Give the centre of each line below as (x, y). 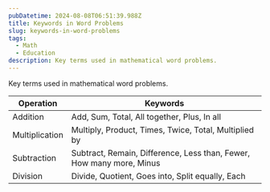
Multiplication (38, 135)
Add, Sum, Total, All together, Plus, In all (146, 116)
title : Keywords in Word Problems (66, 23)
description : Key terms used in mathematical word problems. (113, 61)
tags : (17, 38)
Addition (28, 116)
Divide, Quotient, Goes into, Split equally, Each (158, 176)
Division (27, 176)
